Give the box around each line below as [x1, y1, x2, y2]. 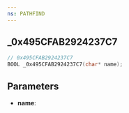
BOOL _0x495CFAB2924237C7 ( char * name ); [7, 61, 123, 68]
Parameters [7, 80, 59, 92]
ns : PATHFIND [7, 10, 45, 17]
